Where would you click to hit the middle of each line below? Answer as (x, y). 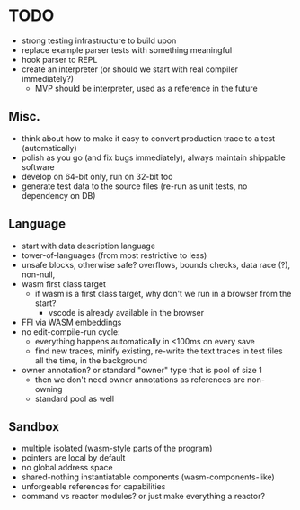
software (38, 166)
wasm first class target (64, 283)
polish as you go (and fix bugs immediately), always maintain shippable (153, 157)
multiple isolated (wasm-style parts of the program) (117, 448)
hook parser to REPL (59, 59)
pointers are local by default (73, 458)
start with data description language (88, 246)
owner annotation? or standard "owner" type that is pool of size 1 (141, 370)
